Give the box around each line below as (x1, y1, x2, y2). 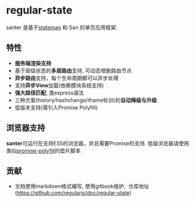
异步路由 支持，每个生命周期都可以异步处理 (14, 74, 119, 82)
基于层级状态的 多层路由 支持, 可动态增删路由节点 (14, 67, 132, 74)
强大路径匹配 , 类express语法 (14, 89, 84, 96)
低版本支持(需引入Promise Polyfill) (14, 104, 98, 111)
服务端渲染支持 (14, 60, 51, 67)
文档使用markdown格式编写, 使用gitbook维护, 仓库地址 (14, 183, 149, 190)
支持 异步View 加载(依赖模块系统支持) (14, 82, 105, 89)
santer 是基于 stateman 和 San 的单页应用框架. (6, 24, 118, 31)
